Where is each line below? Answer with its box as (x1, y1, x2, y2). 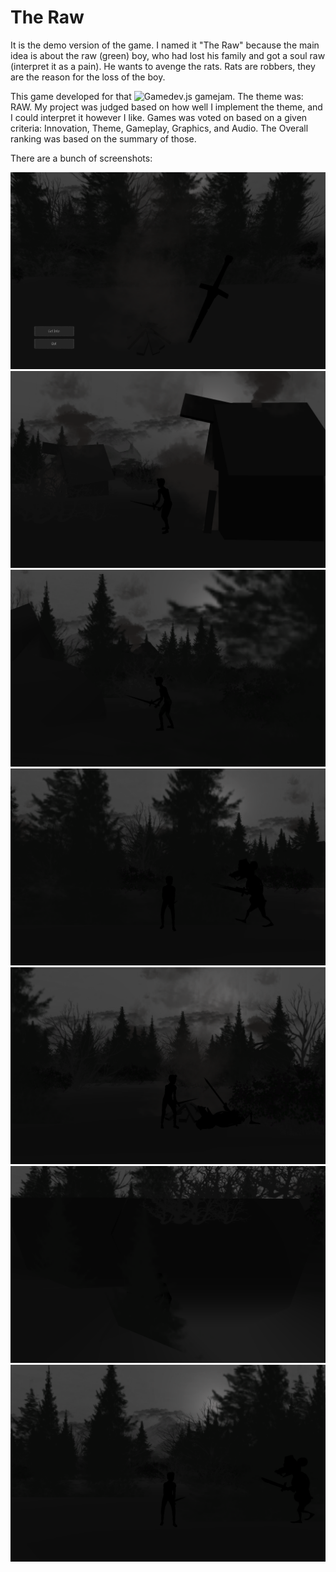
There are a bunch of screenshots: (10, 152, 153, 164)
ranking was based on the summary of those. (10, 132, 197, 145)
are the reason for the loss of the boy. (10, 71, 166, 83)
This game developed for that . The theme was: (10, 90, 304, 102)
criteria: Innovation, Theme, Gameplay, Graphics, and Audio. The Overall (10, 122, 309, 134)
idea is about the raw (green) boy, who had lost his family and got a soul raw (10, 49, 326, 61)
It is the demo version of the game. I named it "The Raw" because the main (10, 39, 320, 51)
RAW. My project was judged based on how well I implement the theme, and (10, 101, 323, 113)
